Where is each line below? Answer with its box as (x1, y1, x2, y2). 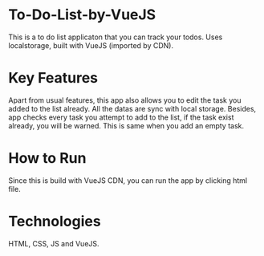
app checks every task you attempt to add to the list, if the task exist (8, 112, 234, 122)
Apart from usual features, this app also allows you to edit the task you (8, 95, 242, 105)
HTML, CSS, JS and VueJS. (8, 238, 100, 248)
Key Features (8, 69, 99, 87)
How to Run (8, 149, 87, 168)
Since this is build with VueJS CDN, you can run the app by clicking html (8, 175, 248, 185)
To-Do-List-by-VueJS (8, 6, 156, 24)
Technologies (8, 213, 102, 230)
